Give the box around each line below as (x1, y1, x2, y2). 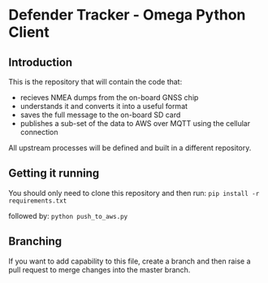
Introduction (8, 55, 73, 69)
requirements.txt (8, 197, 67, 205)
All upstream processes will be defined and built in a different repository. (8, 143, 252, 152)
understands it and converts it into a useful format (19, 102, 188, 111)
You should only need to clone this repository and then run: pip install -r (8, 188, 260, 198)
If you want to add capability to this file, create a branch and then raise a (8, 256, 251, 266)
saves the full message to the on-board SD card (19, 110, 181, 120)
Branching (8, 234, 63, 249)
